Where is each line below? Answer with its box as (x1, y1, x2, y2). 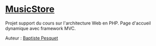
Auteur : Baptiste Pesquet (5, 35, 58, 41)
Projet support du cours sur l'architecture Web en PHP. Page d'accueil (5, 20, 151, 26)
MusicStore (5, 3, 55, 15)
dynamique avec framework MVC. (5, 25, 76, 31)
